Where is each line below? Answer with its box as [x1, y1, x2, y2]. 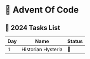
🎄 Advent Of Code [5, 4, 79, 15]
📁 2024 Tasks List [5, 24, 60, 32]
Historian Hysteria [21, 46, 63, 53]
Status [67, 38, 83, 44]
